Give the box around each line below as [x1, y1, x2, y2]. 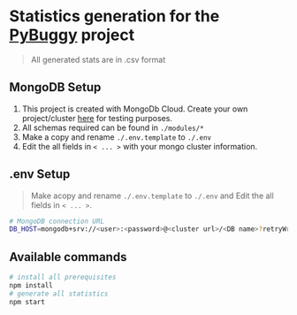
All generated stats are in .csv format [30, 54, 166, 65]
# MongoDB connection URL [9, 217, 104, 226]
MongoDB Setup [9, 80, 102, 95]
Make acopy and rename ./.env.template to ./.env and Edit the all [30, 190, 274, 201]
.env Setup [9, 166, 71, 182]
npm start [9, 297, 46, 306]
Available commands [9, 250, 127, 265]
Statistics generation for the [9, 6, 220, 27]
